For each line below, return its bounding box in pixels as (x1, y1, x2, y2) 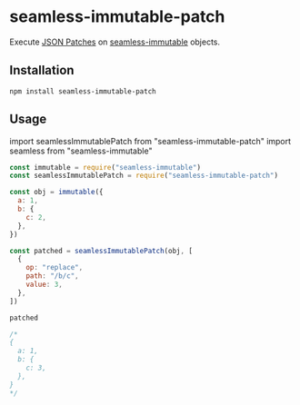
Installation (9, 63, 75, 78)
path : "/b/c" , (25, 272, 79, 281)
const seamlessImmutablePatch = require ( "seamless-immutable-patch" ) (9, 171, 279, 181)
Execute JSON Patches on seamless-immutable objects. (9, 36, 221, 47)
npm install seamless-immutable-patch (9, 86, 156, 96)
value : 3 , (25, 280, 64, 290)
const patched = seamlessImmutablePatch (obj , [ (9, 246, 194, 255)
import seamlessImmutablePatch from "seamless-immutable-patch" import (9, 135, 292, 146)
